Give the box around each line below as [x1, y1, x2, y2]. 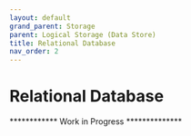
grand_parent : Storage [9, 22, 95, 31]
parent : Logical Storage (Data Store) [9, 30, 156, 39]
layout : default [9, 13, 71, 23]
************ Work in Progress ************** [9, 116, 183, 127]
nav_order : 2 [9, 47, 59, 56]
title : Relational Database [9, 38, 116, 48]
